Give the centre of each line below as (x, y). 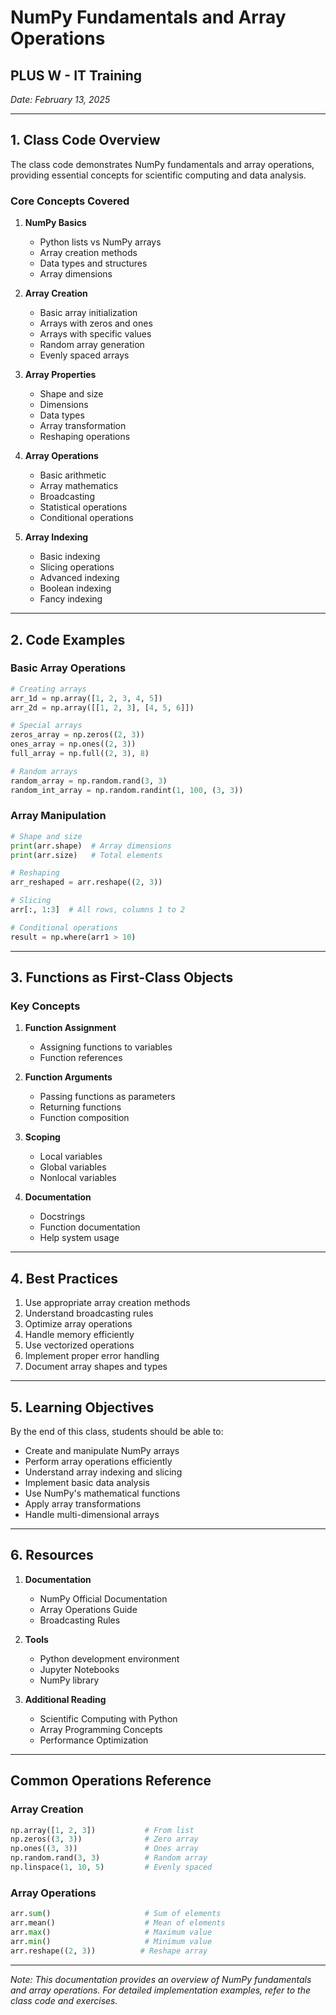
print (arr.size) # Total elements (86, 855)
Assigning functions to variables (106, 1047)
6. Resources (52, 1555)
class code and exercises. (64, 2000)
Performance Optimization (94, 1740)
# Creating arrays (48, 689)
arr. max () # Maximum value (111, 1932)
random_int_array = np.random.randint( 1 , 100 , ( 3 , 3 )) (127, 790)
